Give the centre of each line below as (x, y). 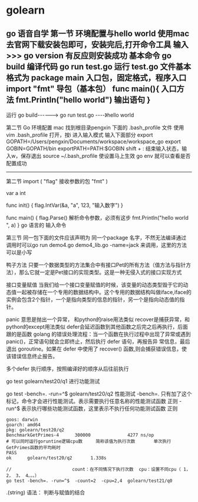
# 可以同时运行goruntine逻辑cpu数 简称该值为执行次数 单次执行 (89, 441)
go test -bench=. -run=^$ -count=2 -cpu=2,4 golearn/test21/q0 (89, 481)
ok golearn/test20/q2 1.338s (57, 458)
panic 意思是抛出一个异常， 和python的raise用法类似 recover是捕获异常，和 (98, 319)
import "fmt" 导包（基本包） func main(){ (83, 89)
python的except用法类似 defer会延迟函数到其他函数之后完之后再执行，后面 (97, 327)
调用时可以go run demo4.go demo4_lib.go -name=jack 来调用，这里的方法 (97, 245)
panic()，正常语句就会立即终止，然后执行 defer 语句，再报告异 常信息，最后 (98, 341)
